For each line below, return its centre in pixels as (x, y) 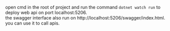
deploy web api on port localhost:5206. (46, 12)
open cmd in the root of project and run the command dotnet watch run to (83, 7)
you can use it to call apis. (32, 23)
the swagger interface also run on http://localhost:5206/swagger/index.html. (85, 18)
